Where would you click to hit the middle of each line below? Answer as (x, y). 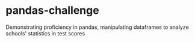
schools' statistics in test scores (45, 33)
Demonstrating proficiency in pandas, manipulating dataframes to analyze (97, 27)
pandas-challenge (53, 10)
